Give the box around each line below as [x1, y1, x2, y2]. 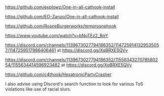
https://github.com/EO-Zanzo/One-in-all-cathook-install [5, 14, 119, 19]
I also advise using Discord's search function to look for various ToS [5, 81, 144, 87]
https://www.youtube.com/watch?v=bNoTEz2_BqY [5, 33, 108, 38]
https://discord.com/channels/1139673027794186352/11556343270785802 [5, 57, 158, 63]
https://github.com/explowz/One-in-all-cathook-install [5, 4, 116, 10]
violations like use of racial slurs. [5, 86, 71, 92]
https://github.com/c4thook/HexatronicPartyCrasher [5, 72, 112, 77]
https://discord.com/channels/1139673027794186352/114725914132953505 [5, 42, 159, 48]
